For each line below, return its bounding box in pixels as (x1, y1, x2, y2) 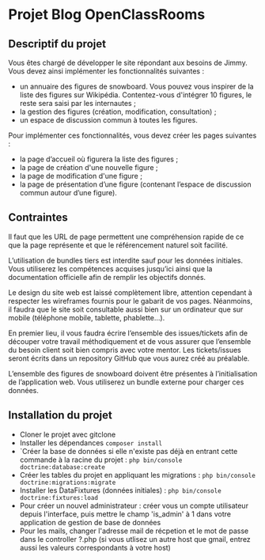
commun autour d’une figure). (19, 188, 117, 197)
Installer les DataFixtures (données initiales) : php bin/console (19, 485, 221, 495)
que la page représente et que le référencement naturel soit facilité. (8, 240, 228, 250)
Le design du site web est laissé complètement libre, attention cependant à (8, 287, 253, 297)
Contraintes (8, 211, 69, 225)
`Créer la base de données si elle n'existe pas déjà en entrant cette (19, 446, 238, 456)
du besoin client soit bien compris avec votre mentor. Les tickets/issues (8, 345, 241, 354)
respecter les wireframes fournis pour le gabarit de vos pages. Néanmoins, (8, 296, 253, 305)
